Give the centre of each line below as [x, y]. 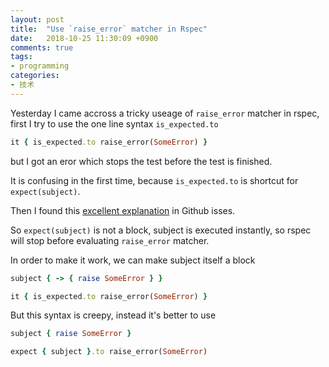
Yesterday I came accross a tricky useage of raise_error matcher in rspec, [165, 113]
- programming [40, 66]
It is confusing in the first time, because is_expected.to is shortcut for [154, 180]
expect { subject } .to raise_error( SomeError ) [109, 352]
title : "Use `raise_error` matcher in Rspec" [109, 29]
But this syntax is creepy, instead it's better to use [113, 315]
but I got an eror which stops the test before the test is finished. [141, 161]
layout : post [37, 19]
